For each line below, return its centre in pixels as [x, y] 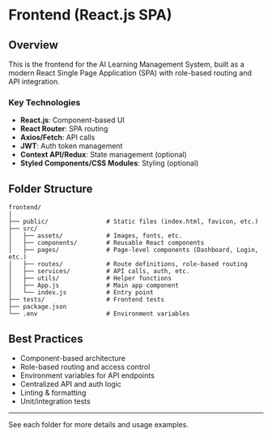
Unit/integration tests [55, 401]
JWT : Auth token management [71, 146]
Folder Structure [51, 189]
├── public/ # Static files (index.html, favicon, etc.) [134, 222]
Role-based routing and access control [85, 366]
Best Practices [46, 338]
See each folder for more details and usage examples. [98, 424]
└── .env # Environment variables [99, 314]
